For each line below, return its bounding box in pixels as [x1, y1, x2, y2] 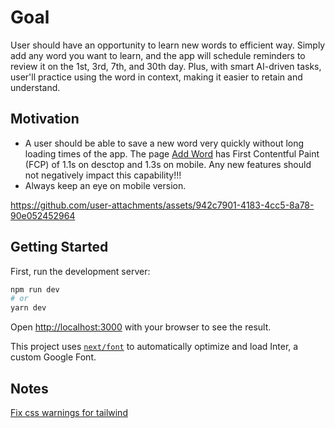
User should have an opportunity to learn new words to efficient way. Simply [10, 39, 326, 51]
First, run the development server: [10, 265, 151, 277]
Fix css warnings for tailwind [10, 407, 128, 418]
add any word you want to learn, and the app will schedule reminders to [10, 49, 306, 61]
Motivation [10, 111, 80, 128]
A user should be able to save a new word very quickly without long [24, 137, 305, 149]
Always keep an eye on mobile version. [24, 179, 187, 191]
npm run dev [10, 284, 60, 295]
